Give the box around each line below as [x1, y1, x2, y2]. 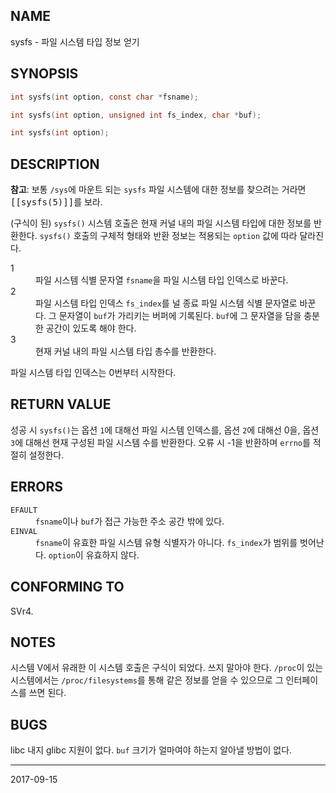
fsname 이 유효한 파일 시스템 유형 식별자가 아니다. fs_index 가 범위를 [35, 536, 298, 548]
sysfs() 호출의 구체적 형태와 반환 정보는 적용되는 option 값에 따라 [39, 230, 298, 242]
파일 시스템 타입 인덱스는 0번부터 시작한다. [10, 367, 177, 379]
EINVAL [10, 526, 38, 536]
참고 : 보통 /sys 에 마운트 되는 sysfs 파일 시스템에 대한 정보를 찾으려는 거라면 [10, 184, 307, 196]
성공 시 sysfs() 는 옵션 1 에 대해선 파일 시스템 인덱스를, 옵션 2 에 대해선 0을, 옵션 [10, 424, 320, 436]
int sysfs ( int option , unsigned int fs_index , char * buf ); [10, 110, 262, 120]
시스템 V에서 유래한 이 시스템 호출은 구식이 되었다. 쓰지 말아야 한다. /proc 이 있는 [10, 662, 324, 674]
